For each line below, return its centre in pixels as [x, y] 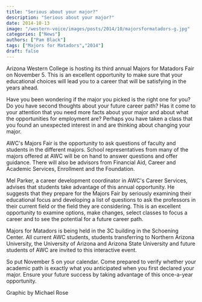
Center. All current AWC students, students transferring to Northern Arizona [100, 237]
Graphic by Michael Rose [37, 292]
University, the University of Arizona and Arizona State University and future [101, 243]
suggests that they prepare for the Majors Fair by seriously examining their [99, 193]
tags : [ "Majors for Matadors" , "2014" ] [55, 46]
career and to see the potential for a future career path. [75, 219]
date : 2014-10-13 [28, 23]
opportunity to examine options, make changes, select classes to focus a [97, 213]
